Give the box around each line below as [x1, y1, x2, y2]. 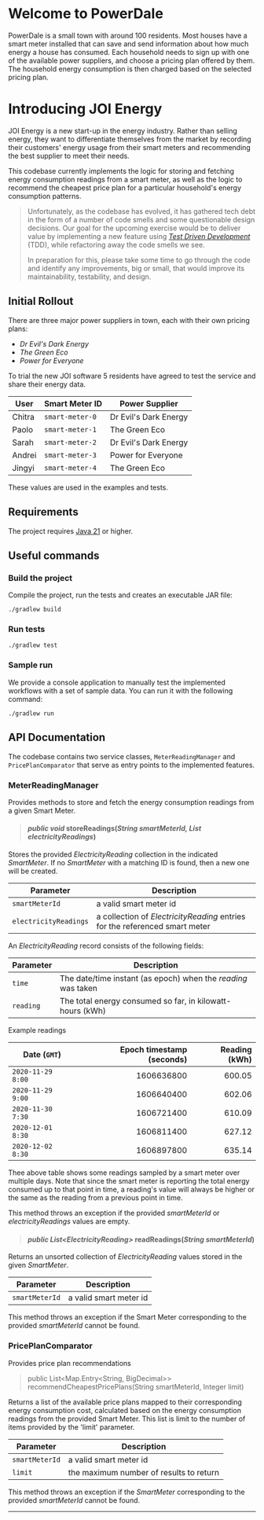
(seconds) [148, 1054, 188, 1065]
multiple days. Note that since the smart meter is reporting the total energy [8, 1177, 250, 1186]
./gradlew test [8, 641, 58, 649]
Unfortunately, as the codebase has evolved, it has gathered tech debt [27, 206, 256, 216]
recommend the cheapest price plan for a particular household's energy [8, 182, 242, 193]
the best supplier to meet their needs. [8, 151, 130, 160]
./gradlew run [8, 709, 55, 718]
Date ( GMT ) [23, 1049, 61, 1060]
